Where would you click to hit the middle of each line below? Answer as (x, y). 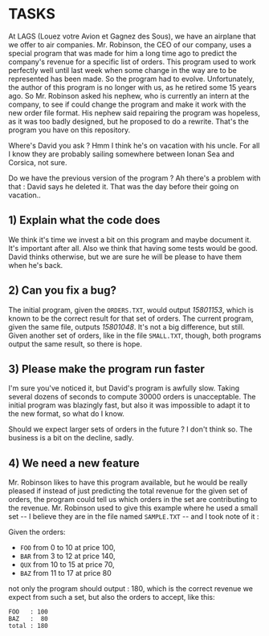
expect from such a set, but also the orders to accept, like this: (112, 598)
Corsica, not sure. (38, 162)
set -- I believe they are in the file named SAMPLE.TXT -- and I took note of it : (134, 516)
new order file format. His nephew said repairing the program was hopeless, (134, 112)
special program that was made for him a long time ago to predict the (123, 53)
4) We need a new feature (74, 463)
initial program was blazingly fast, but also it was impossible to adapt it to (129, 405)
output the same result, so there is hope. (75, 344)
